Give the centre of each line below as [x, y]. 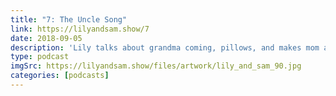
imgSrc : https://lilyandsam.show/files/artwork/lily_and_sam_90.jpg [156, 66]
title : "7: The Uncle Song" [69, 19]
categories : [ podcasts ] [60, 76]
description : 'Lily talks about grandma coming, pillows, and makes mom [165, 47]
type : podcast [40, 57]
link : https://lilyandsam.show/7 [80, 29]
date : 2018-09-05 [46, 38]
